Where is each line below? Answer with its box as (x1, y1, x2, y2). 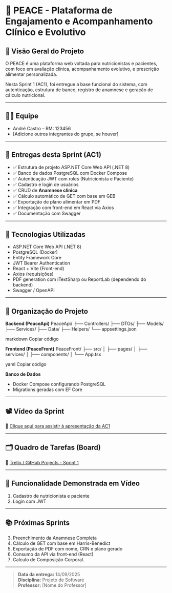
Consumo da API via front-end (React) (12, 551, 94, 557)
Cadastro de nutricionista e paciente (12, 493, 90, 499)
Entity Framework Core (12, 255, 61, 261)
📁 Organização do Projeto (5, 307, 89, 316)
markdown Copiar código (5, 336, 59, 342)
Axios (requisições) (12, 271, 54, 277)
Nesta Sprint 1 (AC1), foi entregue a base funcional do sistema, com (5, 81, 147, 87)
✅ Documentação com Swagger (12, 210, 81, 216)
